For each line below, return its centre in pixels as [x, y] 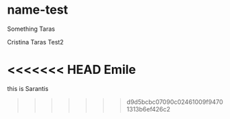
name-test [38, 10]
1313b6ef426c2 [148, 109]
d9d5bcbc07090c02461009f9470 [175, 102]
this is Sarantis [28, 88]
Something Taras [31, 29]
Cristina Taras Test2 [35, 42]
